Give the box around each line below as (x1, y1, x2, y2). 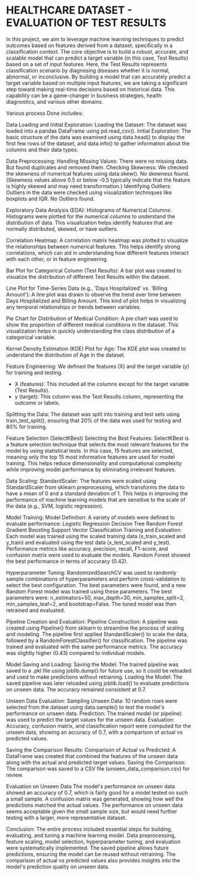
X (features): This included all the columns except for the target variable (14, 380, 189, 387)
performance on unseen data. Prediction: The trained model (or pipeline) (6, 710, 182, 717)
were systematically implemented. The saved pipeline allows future (6, 844, 169, 851)
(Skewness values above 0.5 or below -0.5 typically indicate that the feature (6, 176, 191, 183)
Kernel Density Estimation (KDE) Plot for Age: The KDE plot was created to (6, 345, 186, 352)
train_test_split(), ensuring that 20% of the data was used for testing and (6, 417, 182, 424)
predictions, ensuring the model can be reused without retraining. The (6, 850, 176, 858)
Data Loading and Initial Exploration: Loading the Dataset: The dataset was (6, 121, 187, 128)
